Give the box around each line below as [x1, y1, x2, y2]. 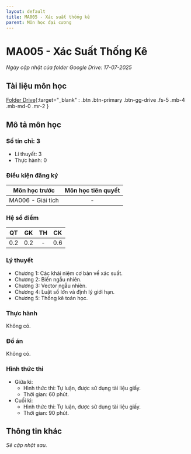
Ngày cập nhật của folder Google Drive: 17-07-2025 [6, 64, 133, 71]
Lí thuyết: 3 [14, 150, 42, 157]
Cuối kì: [14, 397, 33, 404]
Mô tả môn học [6, 119, 61, 129]
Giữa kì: [14, 378, 33, 385]
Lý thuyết [6, 256, 33, 264]
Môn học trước [13, 187, 55, 195]
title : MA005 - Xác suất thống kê [6, 14, 91, 20]
